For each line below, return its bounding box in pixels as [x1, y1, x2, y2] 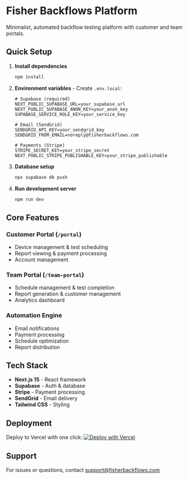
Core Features [6, 212, 59, 222]
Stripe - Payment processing [14, 388, 85, 395]
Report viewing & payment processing [14, 250, 108, 257]
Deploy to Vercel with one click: [6, 434, 83, 441]
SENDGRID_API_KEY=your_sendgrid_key [14, 127, 105, 133]
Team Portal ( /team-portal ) [6, 271, 85, 279]
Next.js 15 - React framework [14, 376, 86, 383]
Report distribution [14, 343, 60, 351]
